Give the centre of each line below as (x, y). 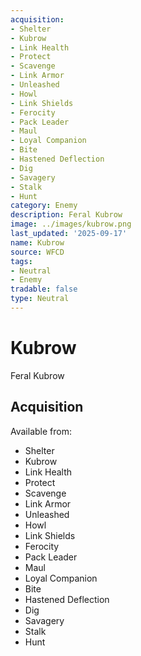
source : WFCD (37, 252)
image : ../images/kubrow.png (71, 224)
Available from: (41, 431)
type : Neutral (40, 299)
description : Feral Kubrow (66, 215)
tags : (21, 261)
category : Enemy (44, 206)
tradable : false (44, 289)
